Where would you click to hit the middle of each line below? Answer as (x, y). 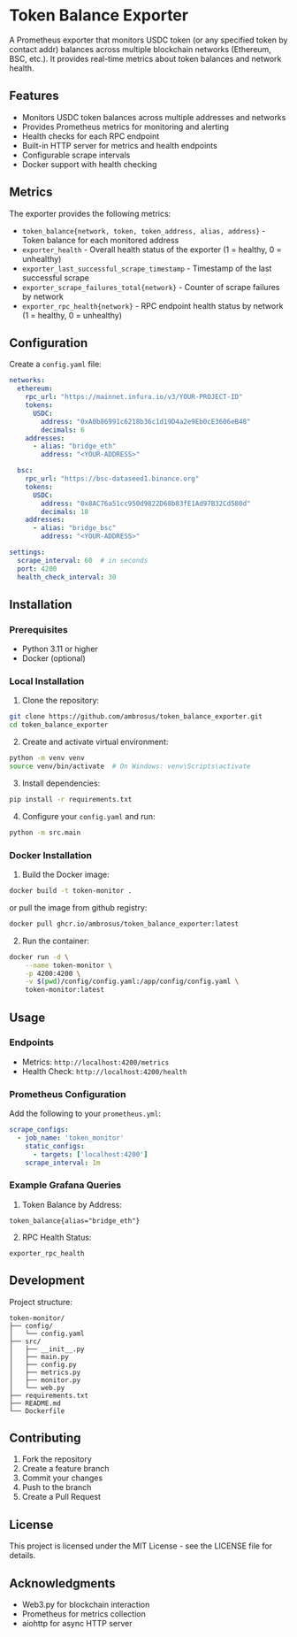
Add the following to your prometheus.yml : (85, 1114)
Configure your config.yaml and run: (88, 816)
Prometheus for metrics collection (84, 1614)
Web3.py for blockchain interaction (86, 1605)
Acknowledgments (63, 1583)
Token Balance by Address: (72, 1204)
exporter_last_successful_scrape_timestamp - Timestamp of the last (147, 268)
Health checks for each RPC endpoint (91, 136)
